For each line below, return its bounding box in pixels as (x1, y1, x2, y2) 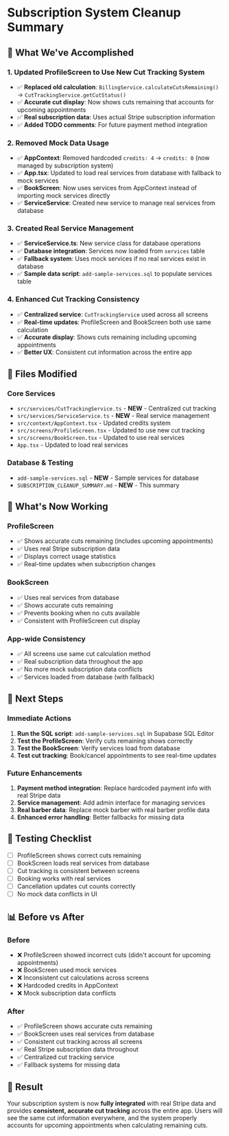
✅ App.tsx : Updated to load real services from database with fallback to (16, 169, 221, 177)
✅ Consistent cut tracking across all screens (16, 1038, 143, 1046)
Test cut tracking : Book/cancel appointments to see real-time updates (16, 751, 217, 759)
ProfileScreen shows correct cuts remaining (16, 851, 142, 859)
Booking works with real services (16, 874, 111, 883)
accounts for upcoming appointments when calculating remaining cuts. (7, 1121, 208, 1129)
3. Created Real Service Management (7, 224, 134, 233)
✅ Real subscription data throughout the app (16, 658, 143, 666)
